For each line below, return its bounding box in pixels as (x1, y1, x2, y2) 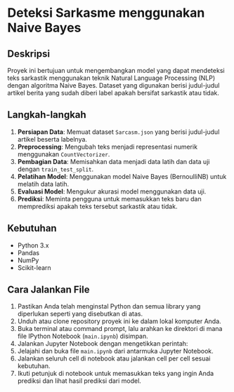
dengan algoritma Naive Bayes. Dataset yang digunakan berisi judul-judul (7, 81, 220, 89)
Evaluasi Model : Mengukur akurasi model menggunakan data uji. (17, 187, 207, 196)
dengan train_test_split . (17, 165, 94, 173)
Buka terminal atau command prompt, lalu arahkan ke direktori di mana (17, 325, 223, 333)
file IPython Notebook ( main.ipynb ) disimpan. (17, 332, 149, 341)
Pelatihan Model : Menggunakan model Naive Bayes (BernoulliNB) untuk (17, 172, 227, 180)
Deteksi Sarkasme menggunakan (7, 5, 205, 21)
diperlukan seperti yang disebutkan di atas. (17, 310, 143, 318)
